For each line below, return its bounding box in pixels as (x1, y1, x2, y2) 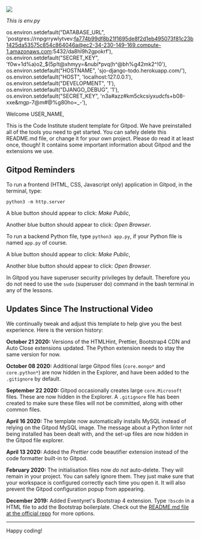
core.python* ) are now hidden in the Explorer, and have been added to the (6, 368, 190, 376)
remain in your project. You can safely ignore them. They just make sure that (6, 472, 194, 479)
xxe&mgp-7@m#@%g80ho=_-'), (6, 99, 87, 106)
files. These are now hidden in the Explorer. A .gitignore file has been (6, 393, 179, 400)
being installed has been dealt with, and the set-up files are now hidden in (6, 430, 188, 437)
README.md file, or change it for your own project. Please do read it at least (6, 135, 194, 142)
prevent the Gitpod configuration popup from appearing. (6, 485, 145, 493)
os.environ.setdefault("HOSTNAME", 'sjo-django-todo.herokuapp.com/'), (6, 67, 187, 74)
